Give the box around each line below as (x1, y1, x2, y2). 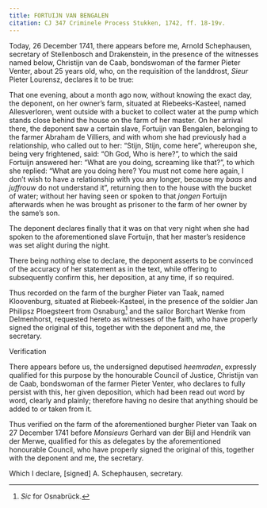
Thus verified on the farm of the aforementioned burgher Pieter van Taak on (9, 420, 257, 429)
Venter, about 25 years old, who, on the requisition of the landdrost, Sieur (9, 66, 249, 75)
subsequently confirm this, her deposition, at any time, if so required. (9, 272, 235, 282)
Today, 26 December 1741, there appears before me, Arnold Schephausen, (9, 40, 253, 50)
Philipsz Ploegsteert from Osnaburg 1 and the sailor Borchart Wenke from (9, 305, 246, 316)
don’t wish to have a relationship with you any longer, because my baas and (9, 174, 257, 183)
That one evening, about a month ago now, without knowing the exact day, (9, 90, 253, 99)
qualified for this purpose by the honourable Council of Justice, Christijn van (9, 371, 258, 380)
